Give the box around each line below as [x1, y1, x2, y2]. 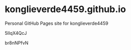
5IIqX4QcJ [5, 30, 27, 36]
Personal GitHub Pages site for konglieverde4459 [5, 20, 109, 26]
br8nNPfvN [5, 39, 28, 46]
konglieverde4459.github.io [5, 4, 126, 15]
